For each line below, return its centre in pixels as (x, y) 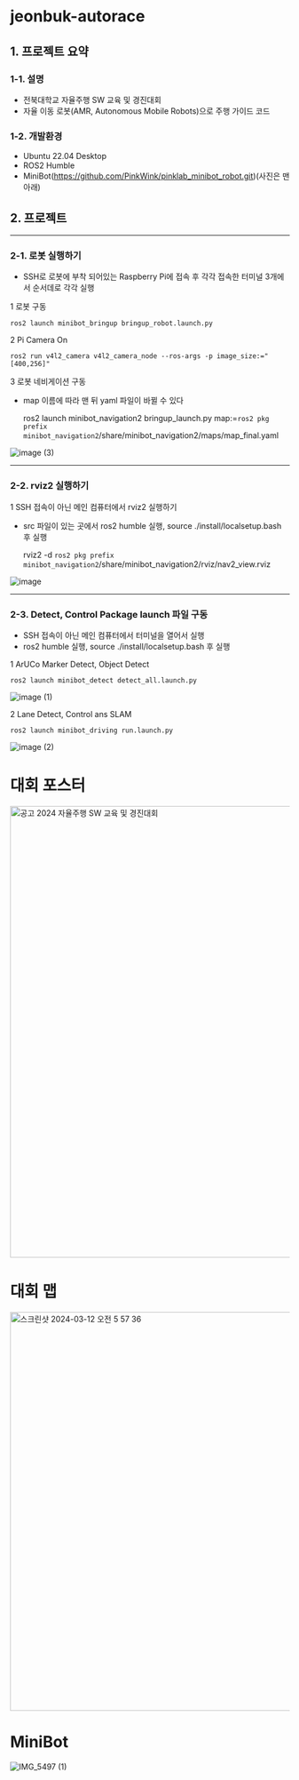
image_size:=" (243, 356)
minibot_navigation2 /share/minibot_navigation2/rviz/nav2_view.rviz (147, 564)
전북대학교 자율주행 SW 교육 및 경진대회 (92, 100)
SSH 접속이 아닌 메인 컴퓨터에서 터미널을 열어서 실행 (114, 635)
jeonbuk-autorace (78, 16)
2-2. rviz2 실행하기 (50, 486)
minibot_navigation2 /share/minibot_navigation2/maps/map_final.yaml (150, 435)
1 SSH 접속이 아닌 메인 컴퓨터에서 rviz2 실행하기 (94, 507)
